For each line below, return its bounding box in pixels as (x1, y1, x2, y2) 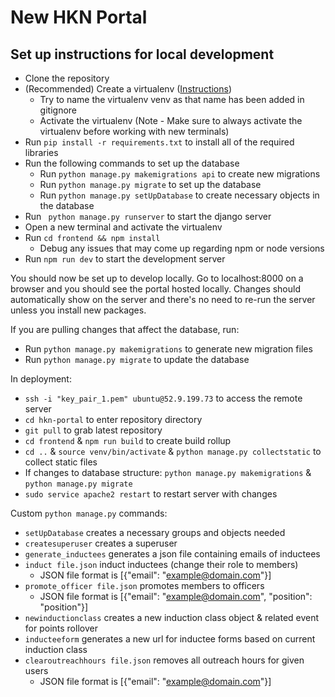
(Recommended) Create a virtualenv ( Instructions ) (24, 83, 233, 95)
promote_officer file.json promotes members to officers (24, 580, 265, 591)
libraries (24, 147, 59, 158)
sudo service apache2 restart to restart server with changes (24, 488, 278, 500)
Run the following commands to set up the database (24, 157, 240, 169)
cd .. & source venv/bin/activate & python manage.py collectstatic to (24, 446, 322, 457)
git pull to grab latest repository (24, 424, 163, 436)
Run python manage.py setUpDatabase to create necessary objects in (39, 189, 320, 201)
